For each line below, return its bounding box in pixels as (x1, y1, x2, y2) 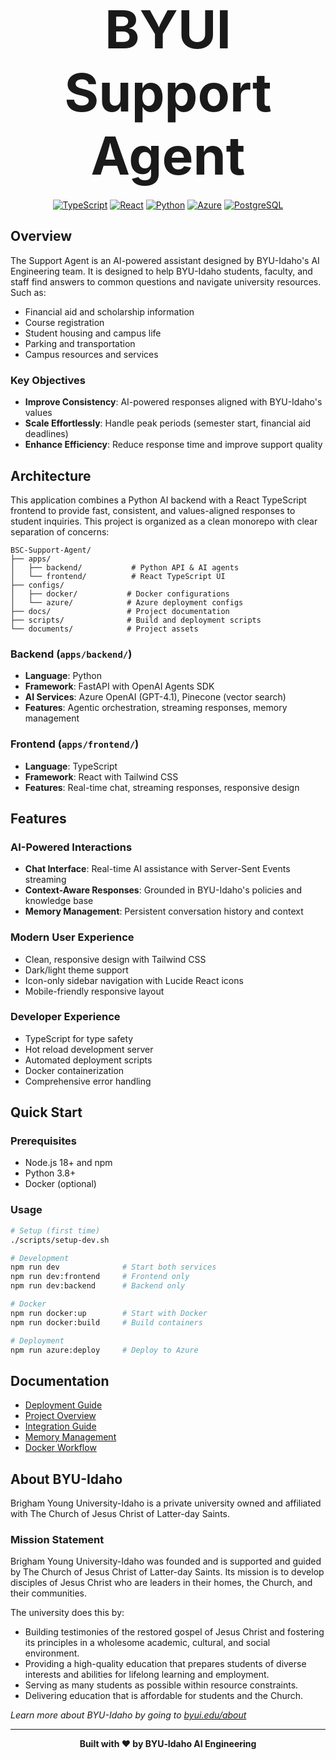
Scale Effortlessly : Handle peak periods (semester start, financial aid (24, 417, 311, 429)
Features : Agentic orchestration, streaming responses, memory (24, 702, 288, 714)
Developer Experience (10, 1010, 121, 1024)
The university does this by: (10, 1607, 125, 1619)
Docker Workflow (24, 1442, 97, 1454)
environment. (24, 1647, 80, 1659)
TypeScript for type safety (24, 1032, 134, 1044)
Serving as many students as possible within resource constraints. (24, 1679, 299, 1691)
